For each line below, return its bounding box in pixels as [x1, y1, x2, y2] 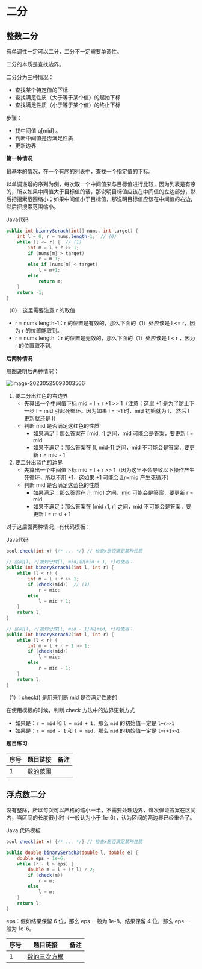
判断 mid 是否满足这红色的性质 [23, 422, 100, 430]
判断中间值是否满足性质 [14, 134, 73, 142]
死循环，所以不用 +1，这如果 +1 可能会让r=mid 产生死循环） [23, 474, 173, 481]
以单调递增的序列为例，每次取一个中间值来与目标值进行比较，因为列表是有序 [6, 181, 196, 187]
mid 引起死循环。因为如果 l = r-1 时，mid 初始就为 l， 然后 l [44, 407, 189, 415]
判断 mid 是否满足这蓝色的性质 [23, 481, 100, 489]
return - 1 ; [17, 289, 44, 295]
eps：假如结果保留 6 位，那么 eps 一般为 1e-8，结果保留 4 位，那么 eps [6, 917, 185, 924]
